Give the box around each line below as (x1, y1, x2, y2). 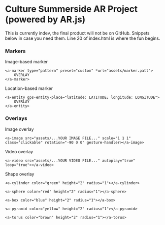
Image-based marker (5, 59, 48, 65)
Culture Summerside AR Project (5, 3, 138, 15)
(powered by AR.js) (5, 14, 86, 25)
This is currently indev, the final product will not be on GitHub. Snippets (5, 30, 150, 36)
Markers (5, 48, 26, 55)
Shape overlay (5, 171, 34, 177)
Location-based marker (5, 85, 53, 91)
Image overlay (5, 126, 34, 132)
